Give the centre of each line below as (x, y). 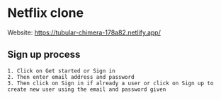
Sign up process (44, 55)
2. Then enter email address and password (71, 77)
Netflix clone (45, 13)
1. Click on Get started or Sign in (61, 71)
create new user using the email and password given (87, 89)
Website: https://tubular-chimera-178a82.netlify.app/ (84, 32)
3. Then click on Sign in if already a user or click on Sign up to (110, 83)
